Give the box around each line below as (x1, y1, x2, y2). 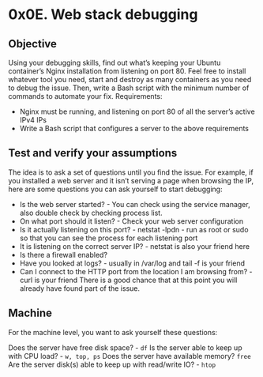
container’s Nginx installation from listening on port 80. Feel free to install (8, 66, 246, 76)
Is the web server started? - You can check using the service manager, (19, 199, 250, 209)
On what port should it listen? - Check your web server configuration (19, 216, 243, 226)
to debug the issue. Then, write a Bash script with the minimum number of (8, 83, 250, 92)
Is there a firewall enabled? (19, 250, 108, 259)
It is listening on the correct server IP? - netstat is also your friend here (19, 241, 250, 251)
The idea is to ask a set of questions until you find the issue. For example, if (8, 168, 254, 177)
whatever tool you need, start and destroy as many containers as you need (8, 75, 252, 84)
